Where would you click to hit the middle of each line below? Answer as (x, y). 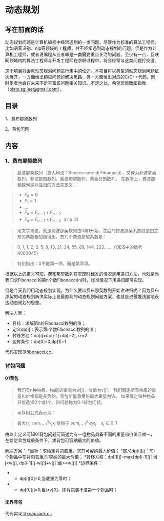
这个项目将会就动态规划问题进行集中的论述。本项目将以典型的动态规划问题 (80, 71)
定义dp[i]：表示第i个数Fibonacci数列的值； (55, 329)
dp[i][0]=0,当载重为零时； (45, 479)
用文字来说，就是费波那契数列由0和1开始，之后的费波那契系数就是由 (86, 230)
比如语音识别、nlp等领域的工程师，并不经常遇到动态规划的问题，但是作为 (79, 48)
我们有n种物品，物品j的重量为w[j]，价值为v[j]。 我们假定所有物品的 (84, 390)
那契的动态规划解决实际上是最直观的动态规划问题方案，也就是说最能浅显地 (80, 296)
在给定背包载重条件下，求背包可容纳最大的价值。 (54, 441)
